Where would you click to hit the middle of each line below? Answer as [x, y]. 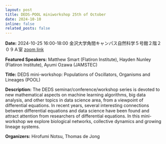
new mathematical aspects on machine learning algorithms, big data [75, 95]
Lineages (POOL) [23, 80]
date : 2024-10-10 [23, 19]
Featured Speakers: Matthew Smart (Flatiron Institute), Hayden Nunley [78, 59]
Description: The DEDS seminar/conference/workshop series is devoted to [82, 89]
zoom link [34, 49]
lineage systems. [22, 127]
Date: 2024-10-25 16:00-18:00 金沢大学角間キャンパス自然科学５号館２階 [81, 43]
